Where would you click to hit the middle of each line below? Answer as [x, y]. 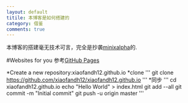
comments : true [26, 29]
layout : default [27, 12]
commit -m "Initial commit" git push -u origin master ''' [75, 93]
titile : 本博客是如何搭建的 [38, 18]
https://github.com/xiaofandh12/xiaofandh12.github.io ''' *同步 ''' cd [91, 80]
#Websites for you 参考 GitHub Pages [53, 60]
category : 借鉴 [25, 23]
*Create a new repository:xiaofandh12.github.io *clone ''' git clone [90, 73]
